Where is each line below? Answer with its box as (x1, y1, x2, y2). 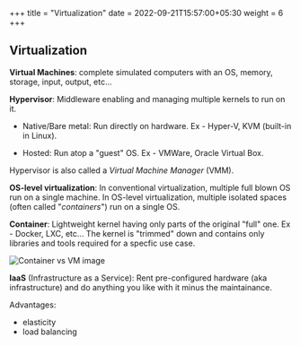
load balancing (22, 326, 78, 337)
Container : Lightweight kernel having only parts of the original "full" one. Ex (9, 219, 291, 229)
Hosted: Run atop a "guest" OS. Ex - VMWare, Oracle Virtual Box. (22, 147, 264, 158)
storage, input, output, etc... (9, 76, 112, 87)
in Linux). (22, 130, 57, 141)
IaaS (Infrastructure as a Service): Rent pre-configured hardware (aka (9, 272, 268, 283)
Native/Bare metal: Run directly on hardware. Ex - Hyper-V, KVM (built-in (22, 120, 292, 131)
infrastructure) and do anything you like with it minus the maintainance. (9, 281, 272, 292)
